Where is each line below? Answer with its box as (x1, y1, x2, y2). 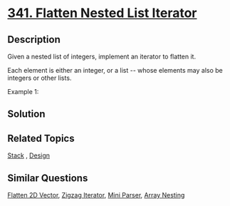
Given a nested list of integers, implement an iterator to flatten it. (7, 52, 197, 61)
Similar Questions (7, 172, 88, 184)
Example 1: (7, 88, 39, 96)
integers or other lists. (7, 73, 72, 82)
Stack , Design (7, 151, 51, 160)
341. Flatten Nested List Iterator (7, 5, 197, 21)
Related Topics (7, 132, 75, 144)
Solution (7, 108, 46, 120)
